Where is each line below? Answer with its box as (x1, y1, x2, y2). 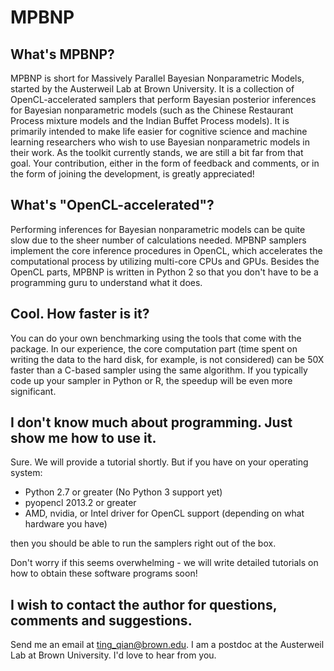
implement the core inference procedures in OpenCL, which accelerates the (10, 244, 323, 256)
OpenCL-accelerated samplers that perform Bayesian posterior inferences (10, 94, 317, 105)
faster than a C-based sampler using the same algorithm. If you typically (10, 364, 308, 376)
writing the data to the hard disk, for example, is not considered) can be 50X (10, 353, 325, 365)
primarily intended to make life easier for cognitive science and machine (10, 126, 308, 137)
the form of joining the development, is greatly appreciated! (10, 168, 255, 180)
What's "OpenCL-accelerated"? (10, 197, 215, 214)
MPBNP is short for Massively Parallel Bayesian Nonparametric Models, (10, 72, 305, 84)
